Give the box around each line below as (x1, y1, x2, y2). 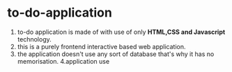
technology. (17, 35, 52, 43)
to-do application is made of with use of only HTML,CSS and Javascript (17, 28, 226, 36)
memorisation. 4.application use (17, 57, 110, 65)
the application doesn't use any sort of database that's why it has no (17, 50, 215, 58)
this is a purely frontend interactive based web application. (17, 42, 186, 51)
